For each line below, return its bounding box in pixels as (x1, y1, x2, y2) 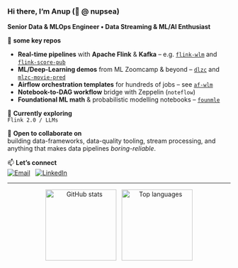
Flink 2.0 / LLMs (7, 117, 59, 124)
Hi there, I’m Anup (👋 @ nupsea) (7, 6, 120, 16)
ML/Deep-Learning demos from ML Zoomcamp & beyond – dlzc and (17, 65, 220, 74)
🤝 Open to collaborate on (7, 129, 82, 138)
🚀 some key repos (7, 36, 62, 45)
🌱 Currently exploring (7, 109, 72, 118)
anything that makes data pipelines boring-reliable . (7, 144, 157, 153)
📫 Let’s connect (7, 159, 57, 167)
